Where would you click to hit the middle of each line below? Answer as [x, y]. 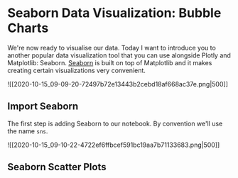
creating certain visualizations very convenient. [76, 70]
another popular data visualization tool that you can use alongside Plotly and [119, 55]
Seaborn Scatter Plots [57, 167]
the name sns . [28, 131]
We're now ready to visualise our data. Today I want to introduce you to [112, 48]
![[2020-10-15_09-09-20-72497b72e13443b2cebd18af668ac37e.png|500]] [118, 84]
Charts [28, 28]
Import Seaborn [43, 107]
